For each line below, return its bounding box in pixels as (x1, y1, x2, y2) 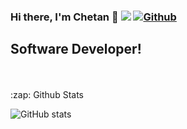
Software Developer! (10, 41, 142, 58)
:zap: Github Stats (10, 88, 84, 100)
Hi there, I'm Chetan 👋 (10, 10, 119, 24)
